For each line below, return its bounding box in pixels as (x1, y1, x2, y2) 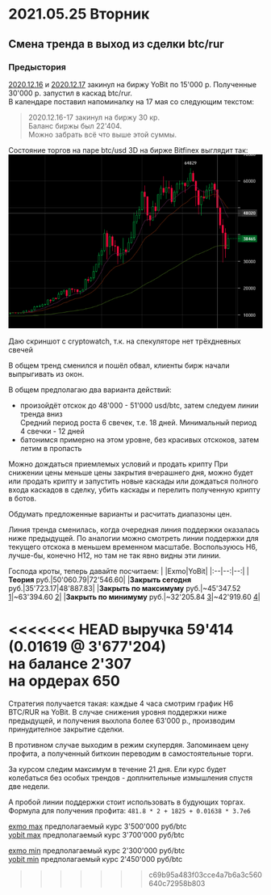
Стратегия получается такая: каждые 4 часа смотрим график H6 (8, 699, 234, 708)
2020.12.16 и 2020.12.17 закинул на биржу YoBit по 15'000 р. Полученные (8, 79, 256, 89)
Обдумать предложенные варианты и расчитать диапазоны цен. (8, 509, 232, 518)
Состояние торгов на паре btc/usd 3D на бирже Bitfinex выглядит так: (8, 145, 248, 154)
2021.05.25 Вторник (8, 5, 150, 23)
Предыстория (8, 61, 66, 73)
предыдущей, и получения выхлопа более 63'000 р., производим (8, 716, 236, 725)
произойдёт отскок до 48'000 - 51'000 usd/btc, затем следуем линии (19, 400, 260, 410)
